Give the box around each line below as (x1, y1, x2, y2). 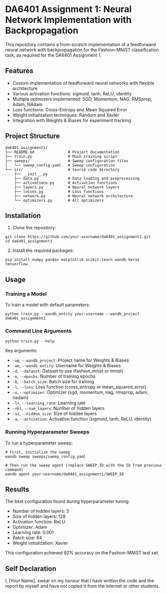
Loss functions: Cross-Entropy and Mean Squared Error (12, 106, 127, 112)
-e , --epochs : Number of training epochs (12, 373, 96, 379)
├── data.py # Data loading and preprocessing (14, 176, 140, 181)
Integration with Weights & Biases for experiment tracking (12, 117, 131, 123)
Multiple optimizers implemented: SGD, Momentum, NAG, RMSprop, (12, 96, 152, 102)
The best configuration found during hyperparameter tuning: (5, 498, 130, 505)
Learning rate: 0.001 (12, 529, 54, 535)
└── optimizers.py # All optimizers (14, 198, 104, 203)
